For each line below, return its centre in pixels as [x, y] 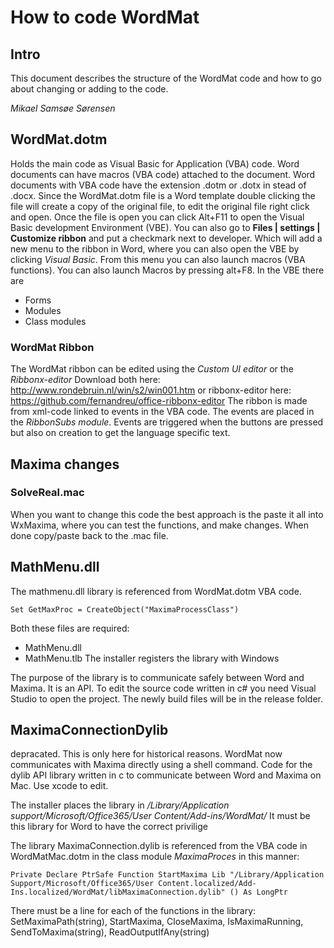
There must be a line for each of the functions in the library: [133, 911]
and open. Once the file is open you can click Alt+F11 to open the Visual [157, 217]
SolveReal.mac [47, 493]
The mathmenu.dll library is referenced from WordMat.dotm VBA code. [156, 591]
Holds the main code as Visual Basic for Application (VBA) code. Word [155, 163]
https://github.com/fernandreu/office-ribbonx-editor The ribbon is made [159, 401]
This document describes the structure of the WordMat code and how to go [166, 78]
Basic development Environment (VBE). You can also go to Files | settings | [165, 227]
